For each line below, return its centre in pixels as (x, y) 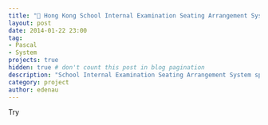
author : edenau (33, 90)
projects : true (33, 61)
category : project (39, 82)
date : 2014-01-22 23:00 (48, 30)
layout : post (30, 23)
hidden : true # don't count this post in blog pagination (106, 68)
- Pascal (23, 45)
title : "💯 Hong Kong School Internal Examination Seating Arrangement (128, 16)
